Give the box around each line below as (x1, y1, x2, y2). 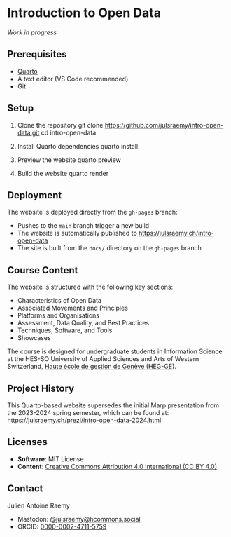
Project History (7, 382, 75, 394)
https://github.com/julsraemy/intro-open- (104, 121, 224, 129)
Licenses (7, 436, 48, 448)
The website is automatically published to (17, 229, 138, 238)
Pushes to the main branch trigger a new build (17, 222, 150, 230)
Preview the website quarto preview (17, 156, 121, 164)
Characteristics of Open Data (17, 297, 102, 305)
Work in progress (7, 28, 57, 36)
